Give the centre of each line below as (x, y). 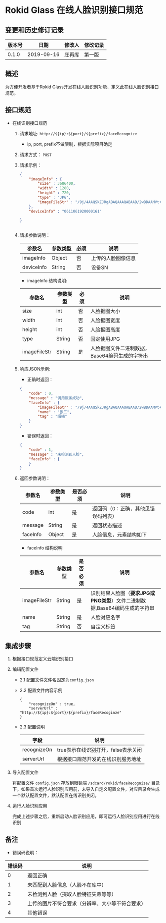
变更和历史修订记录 (34, 30)
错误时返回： (40, 436)
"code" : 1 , (41, 450)
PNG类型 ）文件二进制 (116, 601)
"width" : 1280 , (54, 188)
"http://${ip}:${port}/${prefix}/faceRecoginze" (71, 713)
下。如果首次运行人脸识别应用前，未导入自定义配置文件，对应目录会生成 (86, 789)
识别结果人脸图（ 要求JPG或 (123, 594)
